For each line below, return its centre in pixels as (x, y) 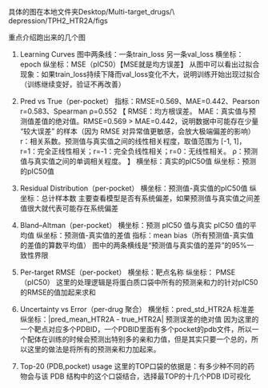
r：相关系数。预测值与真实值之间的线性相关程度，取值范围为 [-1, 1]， (133, 141)
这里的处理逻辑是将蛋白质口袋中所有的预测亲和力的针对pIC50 (157, 282)
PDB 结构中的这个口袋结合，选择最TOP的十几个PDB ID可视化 (150, 376)
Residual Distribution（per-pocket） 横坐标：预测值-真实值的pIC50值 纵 (138, 188)
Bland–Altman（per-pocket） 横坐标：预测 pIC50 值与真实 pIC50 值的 (135, 225)
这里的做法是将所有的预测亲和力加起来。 (94, 349)
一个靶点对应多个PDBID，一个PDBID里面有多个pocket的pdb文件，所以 (136, 329)
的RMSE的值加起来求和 (58, 292)
